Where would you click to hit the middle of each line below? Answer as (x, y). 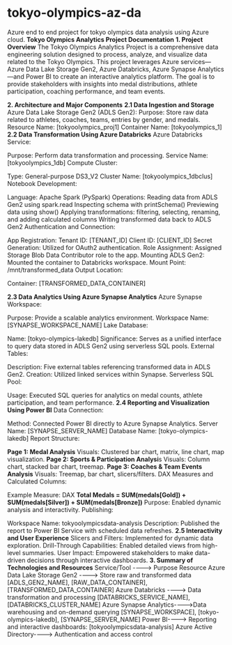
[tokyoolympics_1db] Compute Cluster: (63, 162)
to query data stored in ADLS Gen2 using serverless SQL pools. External (111, 345)
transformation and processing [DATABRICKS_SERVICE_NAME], (99, 597)
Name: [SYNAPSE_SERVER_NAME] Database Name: (82, 430)
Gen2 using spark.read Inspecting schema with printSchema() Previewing (113, 204)
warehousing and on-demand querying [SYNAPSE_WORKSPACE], (102, 612)
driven (16, 560)
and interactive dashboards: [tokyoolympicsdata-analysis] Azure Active (110, 627)
